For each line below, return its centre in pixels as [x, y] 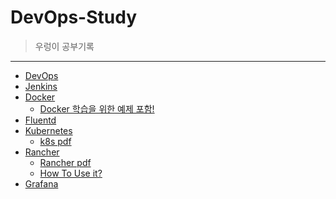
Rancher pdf [65, 162]
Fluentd [40, 120]
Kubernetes [48, 130]
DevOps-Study [74, 17]
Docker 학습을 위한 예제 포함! [97, 108]
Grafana [41, 183]
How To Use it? [71, 173]
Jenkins [41, 86]
